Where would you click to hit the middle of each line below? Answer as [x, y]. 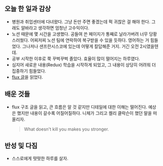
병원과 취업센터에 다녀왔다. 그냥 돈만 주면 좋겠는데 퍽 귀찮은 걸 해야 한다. [81, 22]
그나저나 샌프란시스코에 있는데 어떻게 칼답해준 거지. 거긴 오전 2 [82, 46]
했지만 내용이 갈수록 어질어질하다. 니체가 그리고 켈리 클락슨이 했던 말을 [84, 113]
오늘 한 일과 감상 [28, 9]
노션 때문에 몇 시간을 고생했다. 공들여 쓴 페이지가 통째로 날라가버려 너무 [80, 34]
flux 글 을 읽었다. [27, 77]
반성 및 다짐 [21, 146]
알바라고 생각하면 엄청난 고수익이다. [55, 28]
